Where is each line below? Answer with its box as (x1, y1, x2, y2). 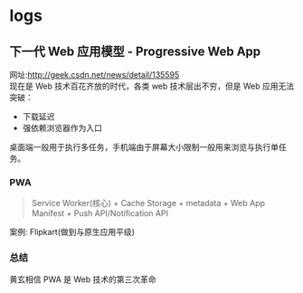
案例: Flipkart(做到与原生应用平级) (9, 227, 136, 238)
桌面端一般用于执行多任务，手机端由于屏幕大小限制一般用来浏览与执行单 (9, 142, 279, 152)
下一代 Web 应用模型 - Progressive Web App (9, 43, 261, 59)
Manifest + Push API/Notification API (31, 208, 169, 219)
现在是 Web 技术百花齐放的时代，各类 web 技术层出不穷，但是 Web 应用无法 (9, 80, 295, 91)
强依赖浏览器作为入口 (22, 123, 102, 133)
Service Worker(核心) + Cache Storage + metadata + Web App (31, 198, 265, 209)
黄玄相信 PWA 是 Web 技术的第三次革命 (9, 273, 156, 285)
